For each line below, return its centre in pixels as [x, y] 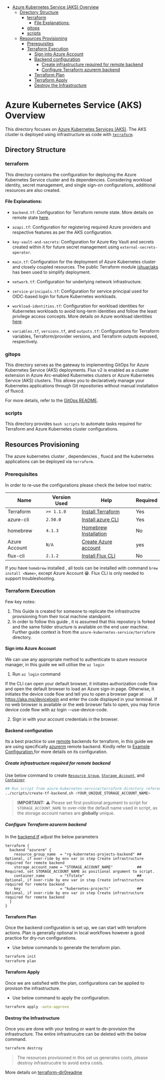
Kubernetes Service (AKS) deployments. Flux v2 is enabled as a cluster [77, 370]
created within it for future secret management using [66, 247]
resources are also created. [33, 190]
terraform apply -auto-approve [37, 1007]
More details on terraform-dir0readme [44, 1073]
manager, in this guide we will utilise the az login [55, 665]
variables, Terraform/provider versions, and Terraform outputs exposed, [85, 336]
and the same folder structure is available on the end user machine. [80, 627]
